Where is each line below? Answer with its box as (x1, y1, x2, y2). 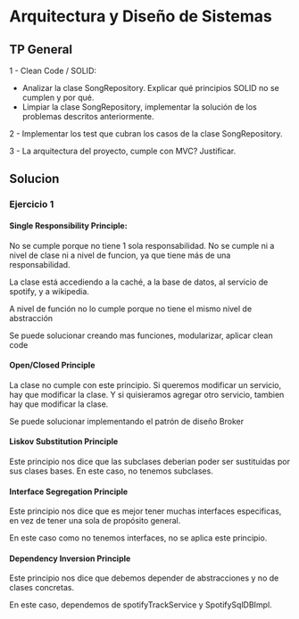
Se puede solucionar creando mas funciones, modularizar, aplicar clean (9, 330, 274, 341)
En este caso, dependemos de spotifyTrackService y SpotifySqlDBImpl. (9, 599, 272, 610)
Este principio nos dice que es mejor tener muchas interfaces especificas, (9, 506, 282, 516)
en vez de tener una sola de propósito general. (9, 516, 181, 526)
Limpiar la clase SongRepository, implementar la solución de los (21, 102, 257, 112)
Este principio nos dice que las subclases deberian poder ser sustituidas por (9, 456, 290, 466)
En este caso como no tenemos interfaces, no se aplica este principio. (9, 532, 268, 543)
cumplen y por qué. (21, 92, 95, 103)
